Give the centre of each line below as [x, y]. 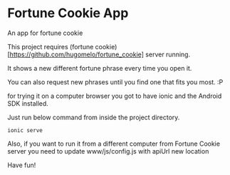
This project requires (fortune [51, 46]
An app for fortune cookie [45, 33]
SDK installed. [28, 103]
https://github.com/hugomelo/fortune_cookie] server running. [100, 54]
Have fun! [22, 165]
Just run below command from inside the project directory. [94, 117]
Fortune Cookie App [68, 13]
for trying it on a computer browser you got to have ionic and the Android [115, 96]
